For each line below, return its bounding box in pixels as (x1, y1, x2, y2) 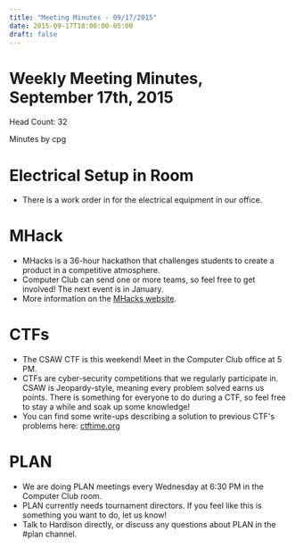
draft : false (9, 29, 58, 38)
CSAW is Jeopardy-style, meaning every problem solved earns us (21, 383, 265, 394)
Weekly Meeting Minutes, (9, 68, 203, 88)
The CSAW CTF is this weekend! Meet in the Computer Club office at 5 (21, 354, 283, 365)
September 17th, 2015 (9, 87, 174, 107)
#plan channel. (21, 528, 78, 540)
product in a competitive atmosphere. (21, 265, 160, 276)
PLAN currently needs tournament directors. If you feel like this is (21, 501, 263, 511)
